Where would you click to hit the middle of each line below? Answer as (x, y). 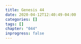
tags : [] (15, 24)
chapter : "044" (21, 29)
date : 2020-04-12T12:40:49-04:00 (41, 15)
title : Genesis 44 (25, 10)
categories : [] (21, 19)
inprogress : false (25, 33)
